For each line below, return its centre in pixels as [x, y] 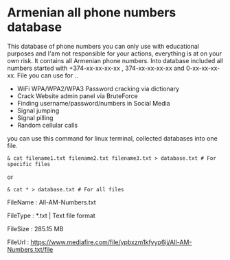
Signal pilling [35, 117]
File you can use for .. [48, 75]
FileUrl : [18, 242]
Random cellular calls [47, 125]
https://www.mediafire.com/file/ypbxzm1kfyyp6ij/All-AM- [111, 242]
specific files [29, 164]
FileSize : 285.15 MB [35, 228]
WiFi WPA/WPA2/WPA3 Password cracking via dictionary [98, 88]
